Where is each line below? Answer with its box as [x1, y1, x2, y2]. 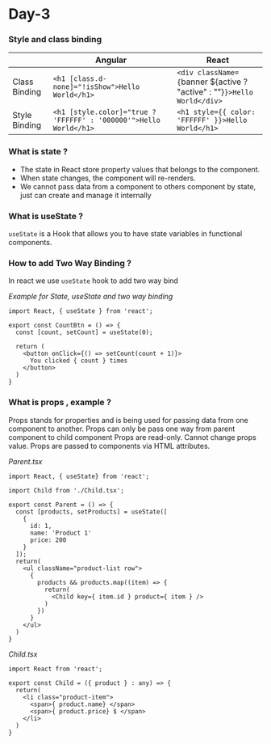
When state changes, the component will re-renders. [19, 173, 196, 183]
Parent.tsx [8, 456, 43, 466]
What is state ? [8, 146, 69, 158]
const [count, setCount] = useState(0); [15, 328, 153, 336]
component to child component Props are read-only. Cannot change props [8, 432, 256, 442]
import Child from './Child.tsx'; [8, 486, 125, 494]
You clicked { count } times [29, 357, 128, 365]
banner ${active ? [181, 76, 248, 87]
